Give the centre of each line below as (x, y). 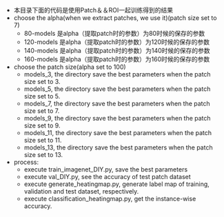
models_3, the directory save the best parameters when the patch (118, 74)
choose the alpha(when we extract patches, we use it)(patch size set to (115, 18)
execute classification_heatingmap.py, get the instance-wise (110, 199)
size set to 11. (43, 140)
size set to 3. (42, 82)
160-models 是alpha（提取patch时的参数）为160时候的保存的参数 (117, 59)
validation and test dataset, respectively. (81, 191)
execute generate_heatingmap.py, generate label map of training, (117, 184)
